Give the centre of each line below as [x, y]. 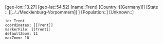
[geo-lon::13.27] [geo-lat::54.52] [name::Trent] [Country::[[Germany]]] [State [81, 7]
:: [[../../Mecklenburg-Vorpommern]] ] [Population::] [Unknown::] [69, 12]
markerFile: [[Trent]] [28, 29]
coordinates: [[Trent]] [29, 25]
